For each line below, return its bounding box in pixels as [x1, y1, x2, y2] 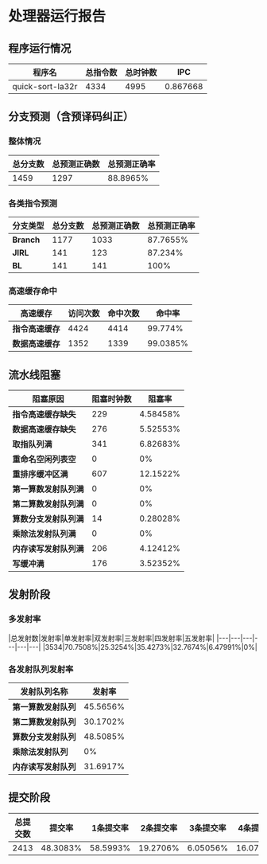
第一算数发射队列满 [12, 483, 85, 495]
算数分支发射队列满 [12, 514, 85, 525]
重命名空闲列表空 [12, 454, 77, 465]
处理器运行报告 [8, 7, 106, 25]
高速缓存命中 [8, 285, 58, 296]
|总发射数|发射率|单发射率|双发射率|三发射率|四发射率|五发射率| [8, 633, 215, 643]
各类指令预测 [8, 197, 58, 209]
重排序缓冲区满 [12, 469, 69, 480]
